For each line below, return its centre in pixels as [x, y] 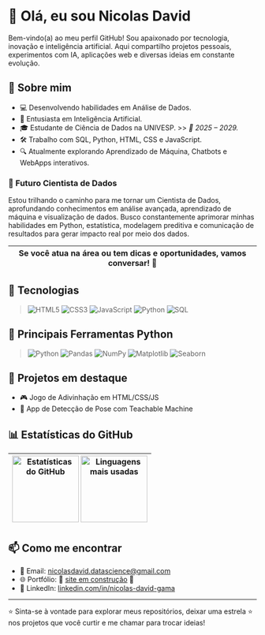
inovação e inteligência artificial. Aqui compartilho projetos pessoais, [120, 46]
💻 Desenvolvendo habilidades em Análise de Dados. [105, 107]
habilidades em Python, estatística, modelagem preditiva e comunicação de [131, 226]
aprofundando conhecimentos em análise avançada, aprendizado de [120, 209]
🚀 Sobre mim [40, 88]
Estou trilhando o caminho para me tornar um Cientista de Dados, [114, 200]
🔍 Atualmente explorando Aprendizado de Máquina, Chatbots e [123, 151]
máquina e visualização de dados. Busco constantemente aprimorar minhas [131, 217]
